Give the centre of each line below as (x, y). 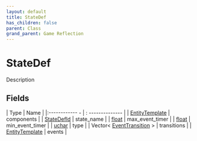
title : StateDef (26, 17)
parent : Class (24, 28)
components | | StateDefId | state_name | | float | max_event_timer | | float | (98, 119)
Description (20, 80)
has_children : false (32, 23)
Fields (18, 98)
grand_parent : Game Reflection (45, 34)
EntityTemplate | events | (37, 131)
